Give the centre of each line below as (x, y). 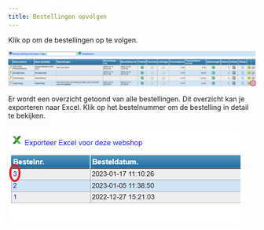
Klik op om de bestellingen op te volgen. (73, 40)
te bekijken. (27, 116)
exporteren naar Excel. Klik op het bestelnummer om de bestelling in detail (128, 108)
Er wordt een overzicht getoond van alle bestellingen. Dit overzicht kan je (126, 99)
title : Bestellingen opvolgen (58, 16)
